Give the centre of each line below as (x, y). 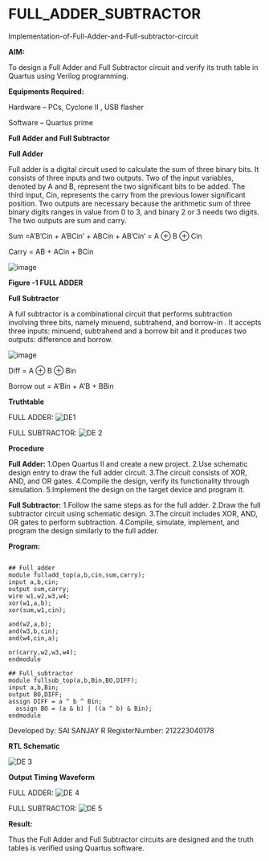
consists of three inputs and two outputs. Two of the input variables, (121, 178)
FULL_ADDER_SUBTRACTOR (105, 14)
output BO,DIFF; (35, 694)
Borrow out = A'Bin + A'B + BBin (61, 386)
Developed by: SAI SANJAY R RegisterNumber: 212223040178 (111, 730)
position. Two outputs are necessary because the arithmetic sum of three (130, 203)
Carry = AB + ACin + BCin (51, 251)
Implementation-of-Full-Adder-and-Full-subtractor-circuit (104, 36)
